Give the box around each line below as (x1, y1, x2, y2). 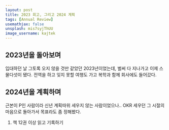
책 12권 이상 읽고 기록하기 (12, 119, 63, 125)
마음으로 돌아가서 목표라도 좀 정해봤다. (5, 108, 81, 114)
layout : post (5, 7, 33, 13)
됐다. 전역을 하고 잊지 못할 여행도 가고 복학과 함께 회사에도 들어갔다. (22, 71, 157, 77)
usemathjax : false (5, 21, 44, 27)
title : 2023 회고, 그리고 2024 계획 (5, 12, 75, 17)
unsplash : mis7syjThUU (5, 26, 53, 31)
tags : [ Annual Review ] (5, 17, 53, 22)
